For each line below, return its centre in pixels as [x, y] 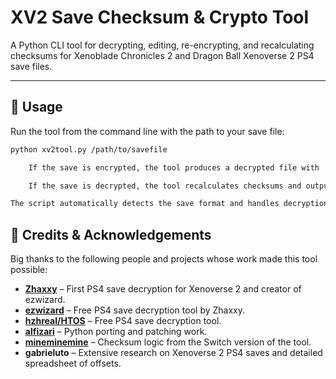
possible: [29, 270]
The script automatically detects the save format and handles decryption [169, 204]
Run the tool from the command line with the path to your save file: [147, 131]
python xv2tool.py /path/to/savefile [89, 149]
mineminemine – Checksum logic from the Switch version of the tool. [168, 342]
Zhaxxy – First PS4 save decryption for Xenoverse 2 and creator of [163, 289]
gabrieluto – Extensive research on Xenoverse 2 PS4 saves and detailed [173, 353]
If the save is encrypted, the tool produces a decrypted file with [174, 167]
